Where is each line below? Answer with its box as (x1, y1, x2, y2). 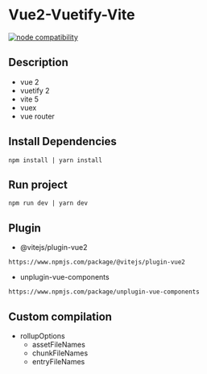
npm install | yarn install (8, 156, 103, 164)
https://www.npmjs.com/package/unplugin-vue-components (8, 288, 200, 296)
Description (8, 56, 68, 69)
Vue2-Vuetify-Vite (8, 6, 135, 24)
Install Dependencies (8, 135, 117, 148)
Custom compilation (8, 310, 113, 323)
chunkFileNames (31, 348, 89, 358)
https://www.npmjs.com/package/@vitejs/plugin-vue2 (8, 258, 185, 267)
